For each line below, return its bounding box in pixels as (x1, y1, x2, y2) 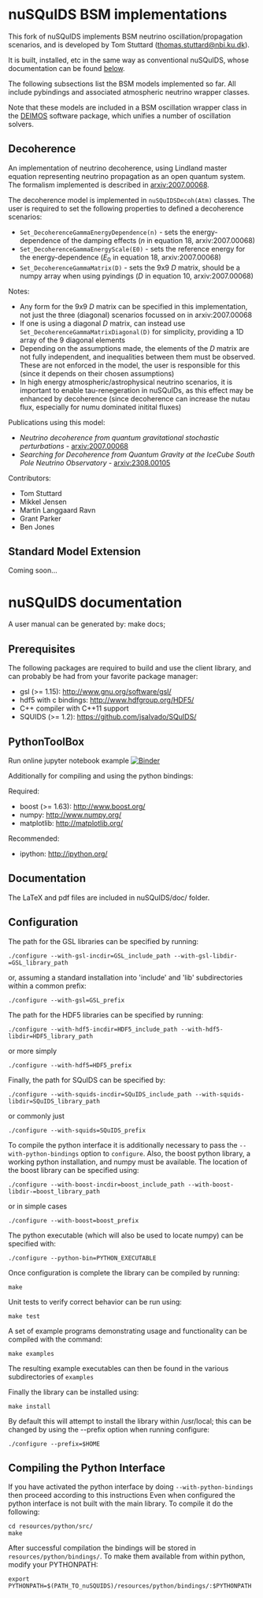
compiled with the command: (8, 1335, 102, 1344)
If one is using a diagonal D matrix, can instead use (19, 318, 186, 328)
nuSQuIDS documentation (8, 593, 183, 611)
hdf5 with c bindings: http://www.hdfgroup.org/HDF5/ (19, 696, 194, 705)
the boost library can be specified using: (8, 1165, 139, 1174)
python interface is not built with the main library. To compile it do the (8, 1499, 234, 1508)
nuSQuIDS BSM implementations (8, 6, 228, 24)
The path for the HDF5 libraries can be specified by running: (8, 1010, 204, 1019)
